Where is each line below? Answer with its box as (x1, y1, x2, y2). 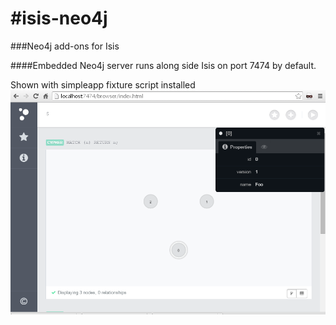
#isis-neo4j (10, 7, 108, 30)
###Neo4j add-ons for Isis (10, 40, 120, 52)
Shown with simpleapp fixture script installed (10, 78, 196, 91)
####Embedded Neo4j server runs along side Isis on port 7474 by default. (10, 59, 317, 71)
